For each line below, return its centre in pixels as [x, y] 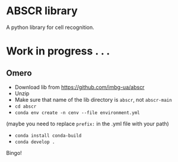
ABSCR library [42, 11]
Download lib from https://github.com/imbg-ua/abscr [80, 87]
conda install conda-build [48, 135]
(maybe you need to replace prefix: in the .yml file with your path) [88, 124]
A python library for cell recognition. [50, 27]
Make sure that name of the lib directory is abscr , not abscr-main [93, 99]
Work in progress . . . [58, 51]
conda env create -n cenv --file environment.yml [77, 113]
